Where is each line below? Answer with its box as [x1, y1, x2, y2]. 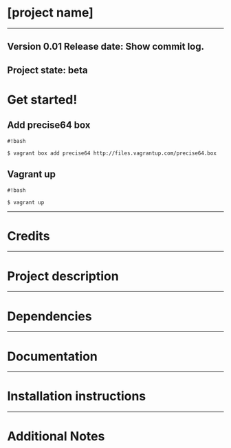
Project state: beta [7, 64, 88, 76]
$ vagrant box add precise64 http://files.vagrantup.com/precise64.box [7, 150, 217, 157]
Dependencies [7, 309, 92, 324]
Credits [7, 228, 50, 244]
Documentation [7, 349, 98, 364]
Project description [7, 268, 119, 284]
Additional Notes [7, 429, 105, 445]
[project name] [7, 5, 94, 21]
